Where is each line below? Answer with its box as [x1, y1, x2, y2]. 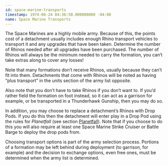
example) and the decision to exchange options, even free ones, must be [5, 149, 156, 156]
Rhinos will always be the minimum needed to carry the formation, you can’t [5, 52, 162, 58]
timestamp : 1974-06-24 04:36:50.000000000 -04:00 [5, 12, 112, 17]
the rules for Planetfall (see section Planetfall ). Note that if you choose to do [5, 119, 162, 125]
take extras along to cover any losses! [5, 57, 84, 63]
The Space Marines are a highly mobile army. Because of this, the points [5, 31, 156, 37]
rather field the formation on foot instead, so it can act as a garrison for [5, 93, 152, 99]
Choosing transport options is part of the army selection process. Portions [5, 139, 159, 145]
